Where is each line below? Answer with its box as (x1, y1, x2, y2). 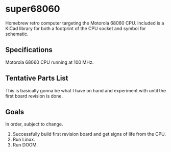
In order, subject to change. (5, 121, 63, 128)
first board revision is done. (5, 93, 63, 99)
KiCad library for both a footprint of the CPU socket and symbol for (5, 25, 146, 31)
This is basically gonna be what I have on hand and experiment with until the (5, 87, 166, 93)
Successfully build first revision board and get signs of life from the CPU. (12, 131, 166, 137)
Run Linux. (12, 136, 35, 143)
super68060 (5, 3, 60, 15)
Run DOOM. (12, 142, 38, 148)
